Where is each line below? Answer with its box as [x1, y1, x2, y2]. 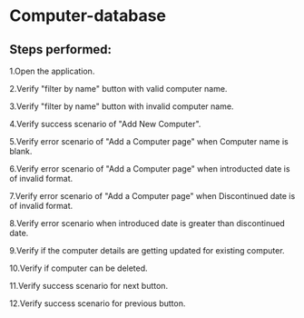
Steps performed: [9, 42, 112, 57]
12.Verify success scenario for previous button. [9, 298, 186, 309]
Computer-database [9, 5, 166, 26]
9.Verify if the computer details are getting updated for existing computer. [9, 245, 285, 255]
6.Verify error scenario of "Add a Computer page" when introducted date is [9, 164, 290, 174]
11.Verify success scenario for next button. [9, 281, 169, 291]
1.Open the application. [9, 65, 95, 76]
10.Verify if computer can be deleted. [9, 263, 148, 273]
